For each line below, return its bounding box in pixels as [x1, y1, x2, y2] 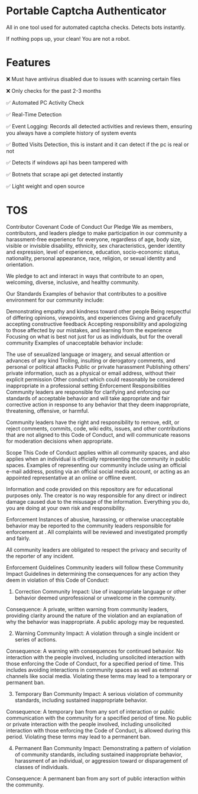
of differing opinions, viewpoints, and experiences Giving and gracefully [6, 314, 181, 321]
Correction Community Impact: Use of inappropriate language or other [14, 588, 187, 595]
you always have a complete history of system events [6, 129, 137, 137]
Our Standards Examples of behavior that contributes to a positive [6, 290, 167, 297]
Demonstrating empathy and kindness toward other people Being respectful [6, 307, 191, 315]
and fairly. [6, 534, 31, 542]
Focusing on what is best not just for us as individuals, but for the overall [6, 333, 183, 340]
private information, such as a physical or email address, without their [6, 370, 176, 377]
